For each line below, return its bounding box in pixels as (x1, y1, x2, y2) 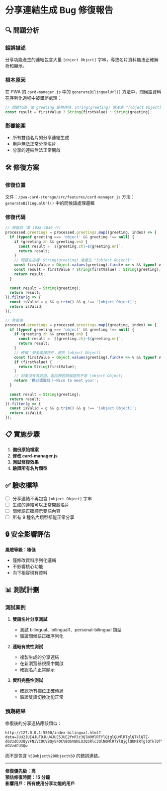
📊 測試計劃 (5, 586, 40, 594)
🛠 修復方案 (5, 163, 40, 172)
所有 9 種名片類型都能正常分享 (12, 514, 75, 520)
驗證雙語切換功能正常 (19, 694, 64, 700)
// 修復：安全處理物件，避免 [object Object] (14, 350, 101, 355)
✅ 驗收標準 (5, 481, 39, 490)
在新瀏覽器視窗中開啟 (19, 660, 64, 666)
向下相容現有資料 (12, 570, 48, 576)
